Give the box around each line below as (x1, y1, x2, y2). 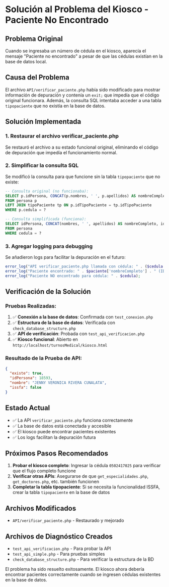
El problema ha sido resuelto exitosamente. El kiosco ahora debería (5, 566, 145, 572)
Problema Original (5, 34, 63, 43)
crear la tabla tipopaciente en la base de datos (12, 489, 110, 495)
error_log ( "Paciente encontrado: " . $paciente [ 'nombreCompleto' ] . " (5, 268, 156, 274)
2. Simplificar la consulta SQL (5, 162, 79, 169)
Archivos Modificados (5, 504, 76, 513)
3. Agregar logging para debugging (5, 243, 93, 250)
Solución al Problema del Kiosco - (5, 4, 149, 15)
